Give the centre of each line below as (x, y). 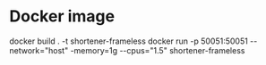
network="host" (39, 50)
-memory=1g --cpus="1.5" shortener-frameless (158, 50)
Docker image (62, 16)
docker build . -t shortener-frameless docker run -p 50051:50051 (129, 41)
